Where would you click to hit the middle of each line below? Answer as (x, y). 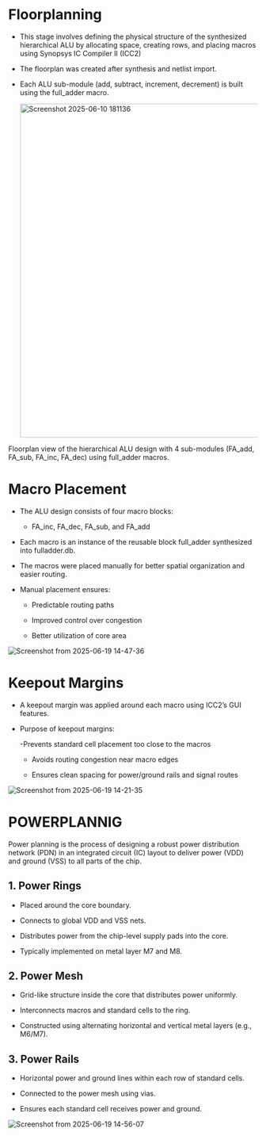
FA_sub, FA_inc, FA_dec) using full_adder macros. (89, 457)
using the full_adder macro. (64, 92)
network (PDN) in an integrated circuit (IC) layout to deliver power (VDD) (126, 852)
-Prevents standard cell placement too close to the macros (115, 744)
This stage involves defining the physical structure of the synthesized (133, 36)
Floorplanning (55, 15)
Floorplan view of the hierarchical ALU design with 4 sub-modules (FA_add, (131, 449)
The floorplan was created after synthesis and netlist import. (118, 68)
